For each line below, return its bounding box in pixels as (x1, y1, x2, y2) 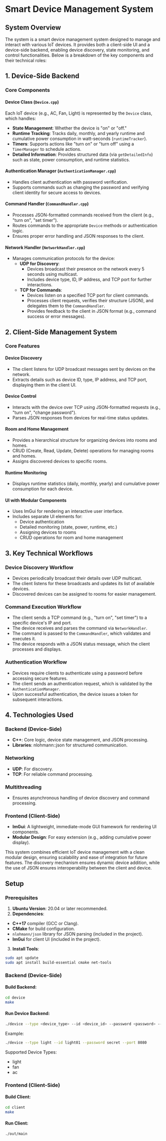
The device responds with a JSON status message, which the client (12, 641, 150, 647)
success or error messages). (27, 314, 86, 320)
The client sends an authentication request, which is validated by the (12, 680, 153, 686)
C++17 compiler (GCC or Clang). (12, 921, 79, 926)
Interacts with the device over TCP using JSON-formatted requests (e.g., (12, 404, 161, 410)
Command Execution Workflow (5, 604, 82, 610)
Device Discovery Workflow (5, 564, 74, 571)
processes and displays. (12, 646, 62, 652)
